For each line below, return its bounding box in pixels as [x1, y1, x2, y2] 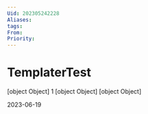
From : [7, 29, 23, 36]
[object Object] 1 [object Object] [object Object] [7, 87, 142, 96]
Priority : [7, 35, 36, 42]
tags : [7, 23, 23, 29]
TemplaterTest [7, 65, 91, 81]
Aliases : [7, 16, 32, 23]
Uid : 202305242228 [7, 10, 60, 17]
